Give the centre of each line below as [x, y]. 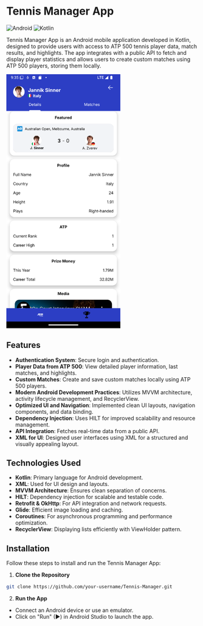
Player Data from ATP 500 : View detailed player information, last [96, 366]
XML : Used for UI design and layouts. [62, 484]
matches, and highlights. [46, 373]
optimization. [31, 523]
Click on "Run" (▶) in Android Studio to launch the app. [84, 617]
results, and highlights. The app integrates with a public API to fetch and [97, 52]
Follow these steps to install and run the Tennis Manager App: [84, 563]
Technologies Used [43, 463]
